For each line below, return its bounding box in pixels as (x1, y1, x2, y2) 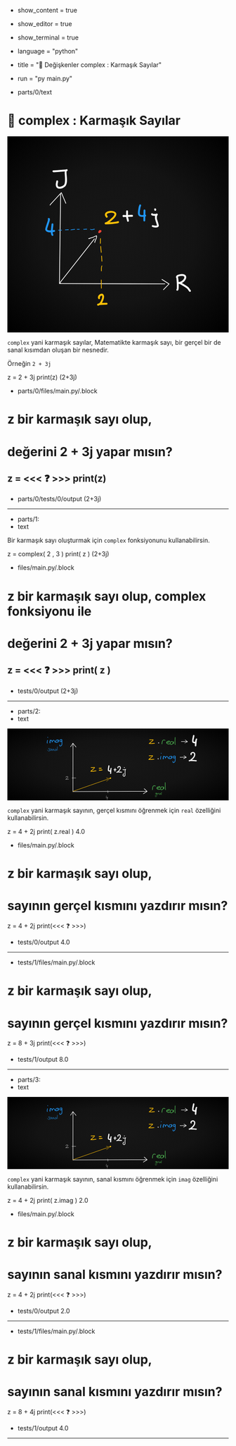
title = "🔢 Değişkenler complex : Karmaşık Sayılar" (17, 61, 162, 69)
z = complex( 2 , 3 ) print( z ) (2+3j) (7, 550, 110, 558)
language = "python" (17, 47, 79, 55)
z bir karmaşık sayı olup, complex (7, 588, 206, 604)
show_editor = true (17, 20, 72, 27)
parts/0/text (17, 88, 53, 96)
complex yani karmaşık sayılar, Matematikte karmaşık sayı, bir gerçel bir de (7, 338, 221, 347)
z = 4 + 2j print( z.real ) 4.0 (7, 828, 86, 836)
